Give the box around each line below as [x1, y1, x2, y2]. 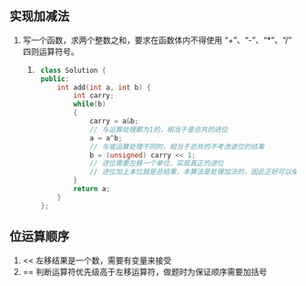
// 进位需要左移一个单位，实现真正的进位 [89, 158, 225, 169]
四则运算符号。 [22, 46, 79, 56]
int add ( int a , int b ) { [56, 83, 152, 92]
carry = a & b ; [89, 117, 139, 126]
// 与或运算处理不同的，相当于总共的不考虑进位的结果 [89, 142, 265, 151]
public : [40, 74, 70, 84]
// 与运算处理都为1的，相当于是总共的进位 [89, 125, 229, 134]
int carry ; [73, 91, 115, 100]
